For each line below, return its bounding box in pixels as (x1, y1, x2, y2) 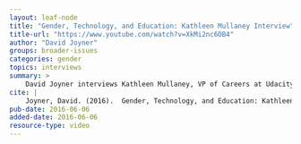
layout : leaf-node (9, 13, 78, 22)
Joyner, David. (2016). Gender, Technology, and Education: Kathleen (25, 96, 295, 106)
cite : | (9, 88, 39, 97)
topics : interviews (9, 64, 82, 72)
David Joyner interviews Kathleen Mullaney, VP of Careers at (25, 80, 262, 89)
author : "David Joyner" (9, 38, 99, 47)
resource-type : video (9, 122, 90, 131)
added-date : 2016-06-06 (9, 113, 99, 122)
